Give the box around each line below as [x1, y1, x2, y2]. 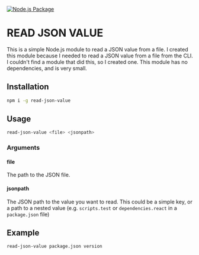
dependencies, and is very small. [7, 64, 88, 72]
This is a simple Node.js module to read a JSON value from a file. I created [7, 46, 188, 53]
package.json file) [7, 211, 50, 218]
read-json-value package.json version [7, 243, 102, 250]
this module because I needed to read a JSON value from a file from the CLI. [7, 52, 193, 59]
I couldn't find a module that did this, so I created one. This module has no [7, 58, 188, 65]
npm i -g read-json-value [7, 98, 70, 104]
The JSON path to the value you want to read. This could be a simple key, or [7, 198, 193, 205]
